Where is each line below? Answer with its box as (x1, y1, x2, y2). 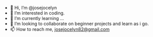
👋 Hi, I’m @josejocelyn (10, 5, 57, 10)
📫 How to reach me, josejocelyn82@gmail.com (10, 26, 110, 32)
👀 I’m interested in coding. (10, 10, 65, 16)
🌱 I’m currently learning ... (10, 15, 64, 21)
